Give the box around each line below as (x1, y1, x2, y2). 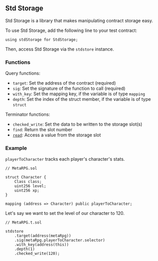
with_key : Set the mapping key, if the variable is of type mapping (12, 91, 145, 97)
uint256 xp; (14, 188, 39, 193)
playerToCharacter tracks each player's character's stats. (5, 156, 125, 162)
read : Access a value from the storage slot (12, 132, 101, 138)
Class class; (14, 179, 42, 184)
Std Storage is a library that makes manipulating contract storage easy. (5, 17, 153, 23)
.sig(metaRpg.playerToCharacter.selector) (14, 238, 105, 243)
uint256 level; (14, 183, 47, 189)
